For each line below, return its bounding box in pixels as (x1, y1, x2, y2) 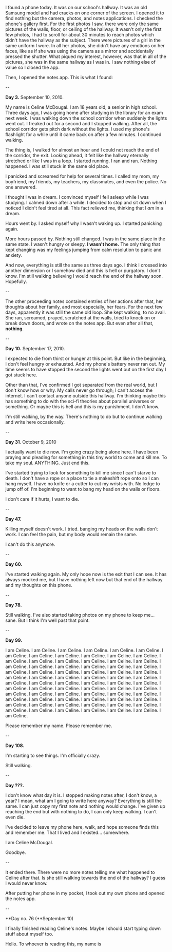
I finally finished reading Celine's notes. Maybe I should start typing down (5, 925, 161, 931)
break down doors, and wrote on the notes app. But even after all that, (5, 320, 154, 326)
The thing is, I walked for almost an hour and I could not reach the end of (5, 147, 160, 153)
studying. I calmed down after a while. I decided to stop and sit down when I (5, 200, 166, 205)
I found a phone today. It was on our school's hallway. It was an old (5, 5, 147, 10)
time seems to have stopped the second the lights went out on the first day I (5, 367, 166, 372)
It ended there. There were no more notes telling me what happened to (5, 869, 155, 875)
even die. (5, 814, 25, 820)
